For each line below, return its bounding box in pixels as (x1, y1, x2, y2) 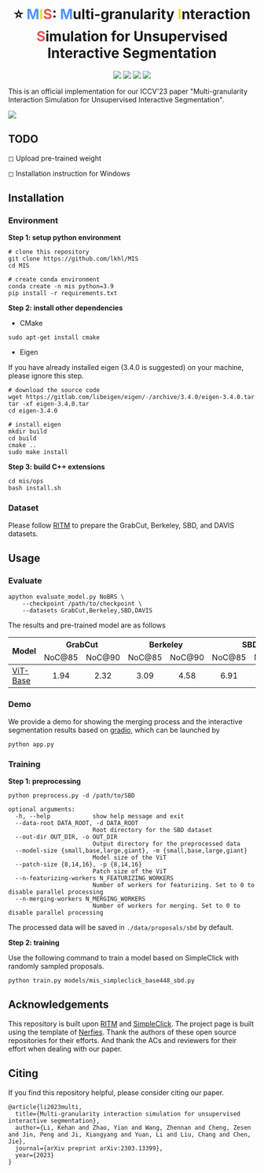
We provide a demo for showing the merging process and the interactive (8, 716, 243, 726)
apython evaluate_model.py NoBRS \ (8, 593, 125, 601)
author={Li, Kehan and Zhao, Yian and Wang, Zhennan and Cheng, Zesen (15, 1123, 251, 1131)
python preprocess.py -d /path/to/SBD (8, 792, 135, 800)
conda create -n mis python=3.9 (8, 283, 114, 290)
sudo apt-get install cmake (8, 334, 101, 342)
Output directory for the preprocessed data (92, 840, 241, 848)
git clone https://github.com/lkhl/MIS (8, 255, 139, 263)
